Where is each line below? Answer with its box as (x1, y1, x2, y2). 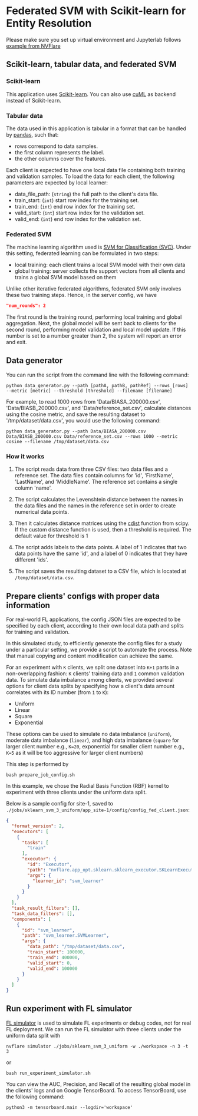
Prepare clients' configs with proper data (6, 591, 160, 601)
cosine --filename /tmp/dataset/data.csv (6, 438, 110, 444)
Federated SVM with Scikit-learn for (6, 4, 186, 18)
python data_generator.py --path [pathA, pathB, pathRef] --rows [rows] (6, 382, 189, 388)
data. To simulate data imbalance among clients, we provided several (6, 676, 174, 684)
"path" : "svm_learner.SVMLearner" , (21, 933, 110, 939)
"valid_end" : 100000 (27, 965, 78, 972)
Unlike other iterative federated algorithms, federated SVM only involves (6, 285, 181, 292)
